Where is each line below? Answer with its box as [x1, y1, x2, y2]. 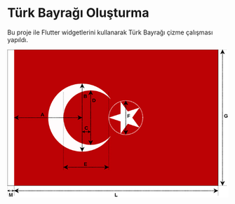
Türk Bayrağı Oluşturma [7, 5, 149, 21]
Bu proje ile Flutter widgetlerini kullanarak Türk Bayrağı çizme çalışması [7, 28, 213, 36]
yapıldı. [7, 35, 29, 43]
